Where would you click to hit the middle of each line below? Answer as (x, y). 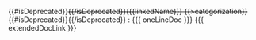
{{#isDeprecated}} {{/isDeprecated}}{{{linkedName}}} (96, 11)
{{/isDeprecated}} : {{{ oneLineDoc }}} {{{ (136, 20)
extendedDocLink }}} (42, 28)
